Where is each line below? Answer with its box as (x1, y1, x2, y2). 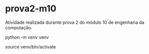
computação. (5, 24, 32, 30)
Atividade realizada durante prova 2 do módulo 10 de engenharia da (5, 19, 145, 25)
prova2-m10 (5, 3, 56, 14)
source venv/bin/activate (5, 44, 56, 50)
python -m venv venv (5, 34, 49, 40)
